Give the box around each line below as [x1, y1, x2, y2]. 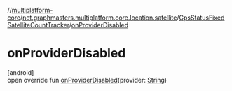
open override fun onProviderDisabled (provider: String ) [7, 76, 167, 84]
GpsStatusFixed [178, 13, 225, 22]
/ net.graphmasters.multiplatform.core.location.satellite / [20, 13, 179, 22]
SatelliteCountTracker [7, 21, 70, 29]
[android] [7, 68, 34, 76]
